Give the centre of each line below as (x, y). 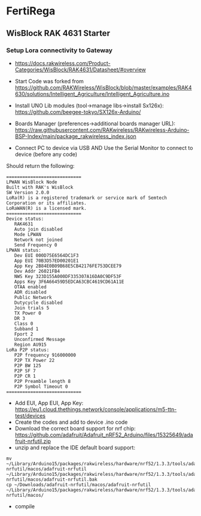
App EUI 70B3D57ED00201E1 (46, 261)
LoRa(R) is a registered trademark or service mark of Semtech (87, 198)
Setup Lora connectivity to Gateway (59, 50)
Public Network (33, 297)
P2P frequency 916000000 (45, 355)
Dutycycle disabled (38, 303)
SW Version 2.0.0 (28, 192)
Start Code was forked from (49, 81)
